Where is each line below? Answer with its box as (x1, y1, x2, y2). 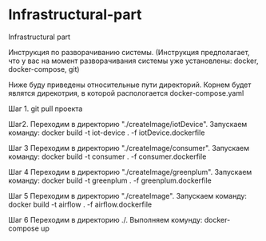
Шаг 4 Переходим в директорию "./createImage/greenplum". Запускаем (8, 167, 252, 176)
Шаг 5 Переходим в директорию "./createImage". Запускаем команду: (8, 191, 248, 200)
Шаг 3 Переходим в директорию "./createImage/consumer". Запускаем (8, 143, 250, 152)
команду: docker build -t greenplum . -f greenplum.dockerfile (8, 176, 212, 185)
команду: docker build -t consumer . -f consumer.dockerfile (8, 152, 207, 161)
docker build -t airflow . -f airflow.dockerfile (8, 200, 153, 209)
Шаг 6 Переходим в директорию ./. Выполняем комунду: (8, 215, 203, 224)
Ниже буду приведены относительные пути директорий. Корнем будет (8, 80, 252, 89)
